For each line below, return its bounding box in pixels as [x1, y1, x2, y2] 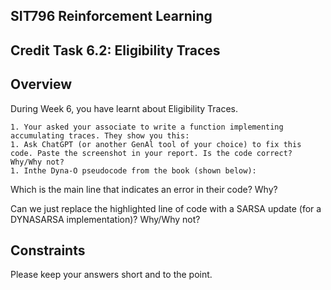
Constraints [10, 242, 86, 259]
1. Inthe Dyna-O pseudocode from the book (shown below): [10, 165, 257, 176]
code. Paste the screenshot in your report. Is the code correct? [10, 148, 293, 158]
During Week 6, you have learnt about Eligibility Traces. [10, 102, 239, 114]
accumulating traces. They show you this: [10, 130, 190, 141]
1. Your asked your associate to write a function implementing [10, 122, 284, 132]
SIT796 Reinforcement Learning [10, 8, 213, 25]
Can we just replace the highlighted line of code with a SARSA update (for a [10, 202, 322, 214]
